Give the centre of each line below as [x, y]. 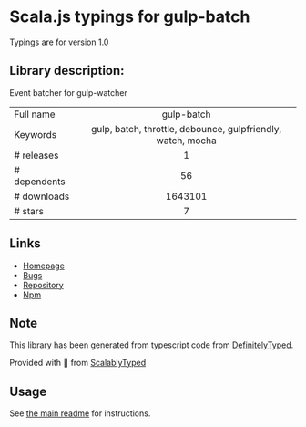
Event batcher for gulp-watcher [68, 92]
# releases [36, 155]
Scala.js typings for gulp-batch [130, 17]
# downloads [42, 196]
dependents [40, 182]
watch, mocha [186, 141]
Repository [43, 285]
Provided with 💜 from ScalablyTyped [78, 363]
